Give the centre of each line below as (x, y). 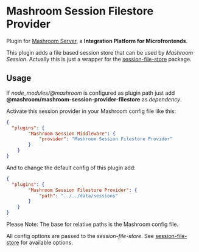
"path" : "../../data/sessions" (79, 196)
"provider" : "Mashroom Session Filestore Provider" (106, 139)
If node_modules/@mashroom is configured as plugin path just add (91, 93)
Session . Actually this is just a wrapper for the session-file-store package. (99, 59)
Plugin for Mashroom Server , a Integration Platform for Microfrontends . (97, 41)
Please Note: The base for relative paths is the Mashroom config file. (93, 224)
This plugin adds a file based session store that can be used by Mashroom (100, 52)
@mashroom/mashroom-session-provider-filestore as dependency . (94, 99)
